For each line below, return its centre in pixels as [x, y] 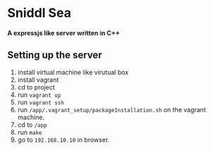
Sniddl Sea [39, 13]
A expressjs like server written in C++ [63, 32]
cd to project [36, 87]
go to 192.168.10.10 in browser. [63, 140]
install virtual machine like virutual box [73, 72]
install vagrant [38, 80]
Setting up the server [55, 55]
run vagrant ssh [41, 102]
